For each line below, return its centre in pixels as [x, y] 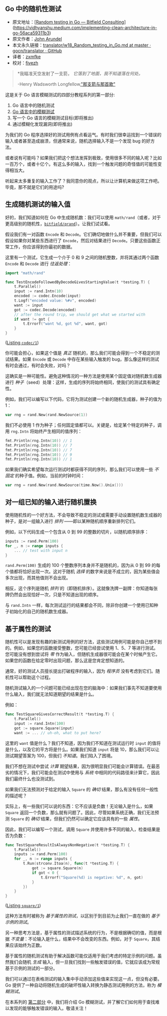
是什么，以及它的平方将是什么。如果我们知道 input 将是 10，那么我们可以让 [83, 749]
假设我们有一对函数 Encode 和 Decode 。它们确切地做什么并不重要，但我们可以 [83, 234]
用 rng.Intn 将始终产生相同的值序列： [44, 431]
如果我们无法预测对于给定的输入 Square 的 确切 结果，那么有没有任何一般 [80, 789]
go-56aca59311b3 [31, 33]
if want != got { [32, 319]
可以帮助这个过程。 [33, 677]
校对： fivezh [25, 63]
